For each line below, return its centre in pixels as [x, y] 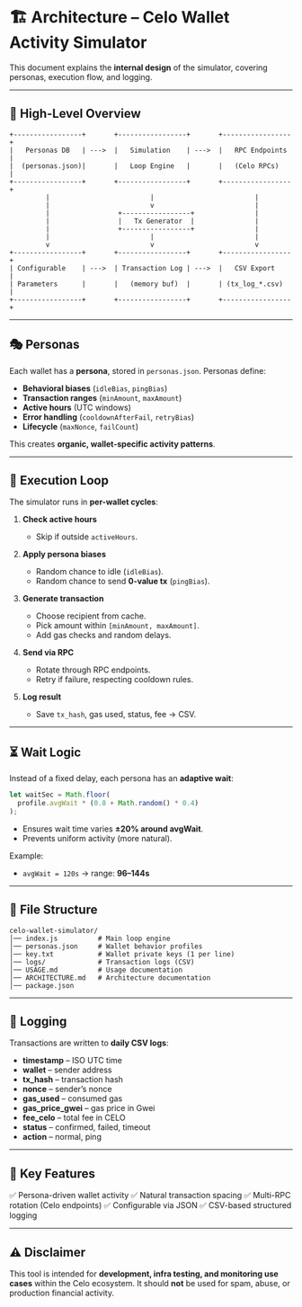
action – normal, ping [62, 1137]
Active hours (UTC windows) [77, 407]
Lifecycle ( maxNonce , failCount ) [80, 426]
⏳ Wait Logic [45, 752]
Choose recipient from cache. [91, 616]
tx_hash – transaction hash [73, 1080]
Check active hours [59, 520]
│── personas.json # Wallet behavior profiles [106, 946]
